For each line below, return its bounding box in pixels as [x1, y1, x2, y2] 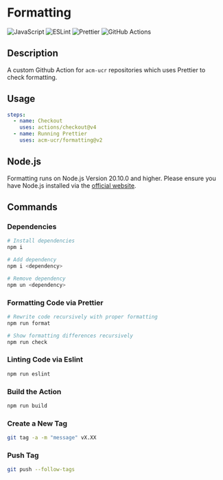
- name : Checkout [13, 118, 63, 124]
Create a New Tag [7, 418, 67, 428]
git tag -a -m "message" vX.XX [7, 435, 97, 441]
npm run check [7, 338, 48, 345]
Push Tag [7, 450, 39, 460]
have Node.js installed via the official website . [7, 181, 137, 190]
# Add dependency [7, 257, 57, 263]
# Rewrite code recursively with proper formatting [7, 313, 158, 320]
